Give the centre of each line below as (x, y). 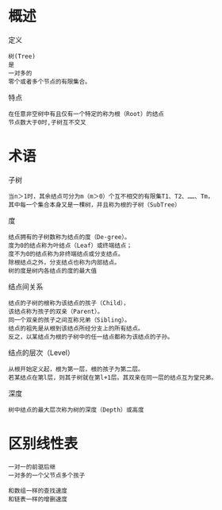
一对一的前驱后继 (32, 467)
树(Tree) (22, 56)
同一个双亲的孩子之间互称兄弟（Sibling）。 (69, 320)
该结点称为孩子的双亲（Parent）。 (56, 311)
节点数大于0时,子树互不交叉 (48, 122)
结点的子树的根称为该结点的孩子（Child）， (69, 303)
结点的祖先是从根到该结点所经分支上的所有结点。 (76, 328)
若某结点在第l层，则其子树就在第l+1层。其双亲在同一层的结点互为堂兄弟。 (113, 377)
